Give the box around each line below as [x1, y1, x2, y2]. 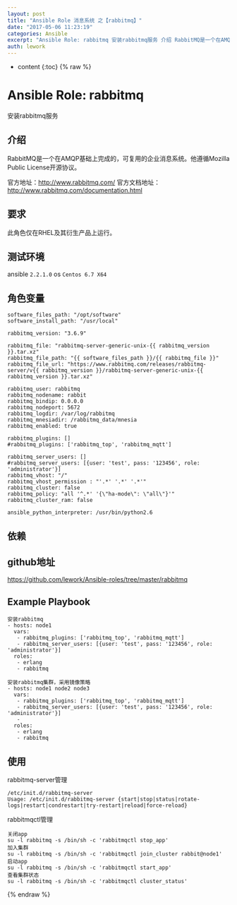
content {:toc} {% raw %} [17, 63, 92, 71]
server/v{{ [7, 367, 39, 374]
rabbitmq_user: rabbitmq [7, 385, 80, 392]
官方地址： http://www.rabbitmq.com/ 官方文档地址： [7, 178, 161, 186]
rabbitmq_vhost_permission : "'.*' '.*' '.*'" [7, 478, 147, 486]
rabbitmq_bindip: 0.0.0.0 [7, 398, 83, 405]
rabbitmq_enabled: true [7, 423, 78, 430]
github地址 [7, 556, 56, 568]
